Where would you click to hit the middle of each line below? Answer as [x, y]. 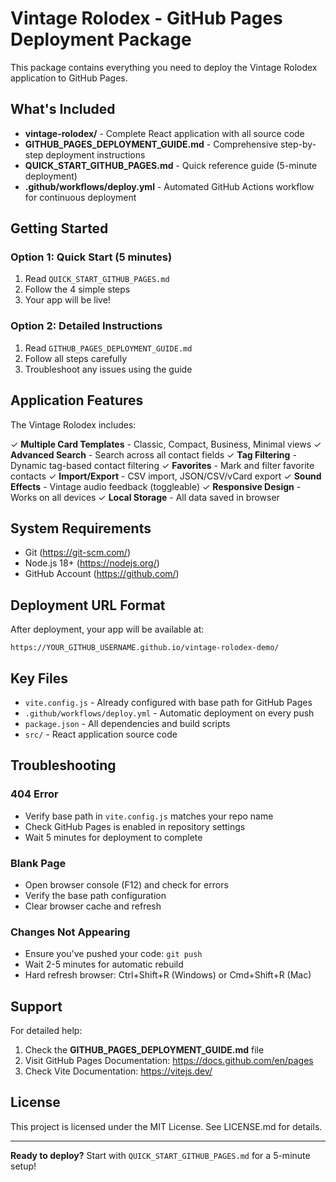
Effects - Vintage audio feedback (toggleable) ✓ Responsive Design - [156, 486]
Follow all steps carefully [76, 358]
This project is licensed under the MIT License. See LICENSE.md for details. [166, 1126]
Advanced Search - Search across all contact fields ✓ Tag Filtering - [153, 454]
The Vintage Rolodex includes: [73, 424]
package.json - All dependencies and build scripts [127, 723]
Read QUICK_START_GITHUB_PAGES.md [97, 279]
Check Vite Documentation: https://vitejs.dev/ [118, 1071]
